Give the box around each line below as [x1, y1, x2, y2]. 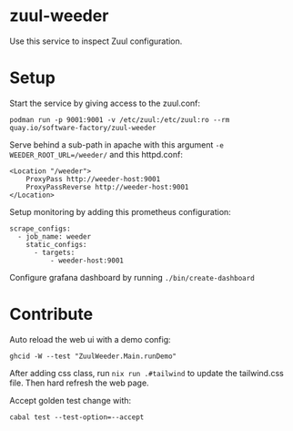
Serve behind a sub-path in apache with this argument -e [9, 139, 225, 150]
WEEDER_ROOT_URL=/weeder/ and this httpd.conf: [9, 149, 184, 159]
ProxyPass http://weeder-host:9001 [25, 174, 161, 183]
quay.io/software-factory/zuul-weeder [9, 123, 157, 132]
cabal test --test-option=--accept [9, 412, 145, 422]
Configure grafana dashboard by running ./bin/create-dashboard [9, 272, 255, 282]
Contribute [9, 304, 94, 324]
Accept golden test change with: [9, 395, 132, 405]
